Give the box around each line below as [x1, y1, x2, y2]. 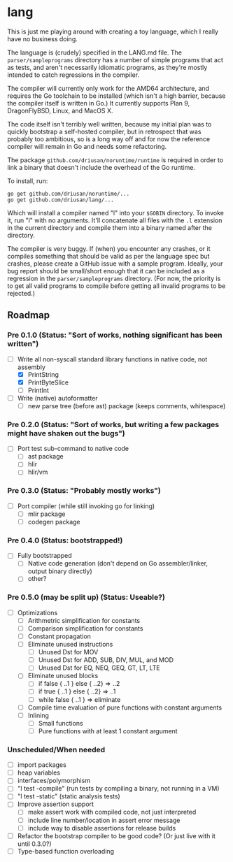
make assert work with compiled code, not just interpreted [27, 808, 197, 817]
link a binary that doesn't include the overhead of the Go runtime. [7, 163, 196, 171]
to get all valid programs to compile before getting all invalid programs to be [7, 281, 226, 290]
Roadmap [7, 309, 50, 322]
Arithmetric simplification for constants [27, 616, 141, 624]
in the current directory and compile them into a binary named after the [7, 223, 212, 231]
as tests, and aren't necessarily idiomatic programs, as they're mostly [7, 63, 208, 71]
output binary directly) [27, 567, 92, 575]
